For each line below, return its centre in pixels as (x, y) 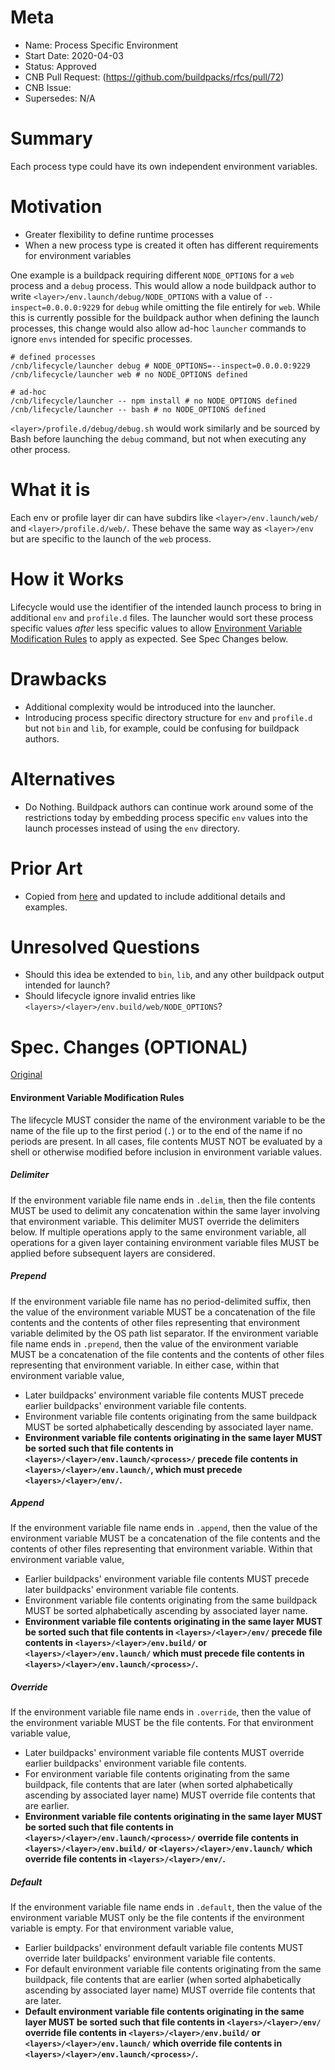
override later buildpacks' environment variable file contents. (150, 1958)
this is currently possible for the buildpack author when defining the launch (165, 317)
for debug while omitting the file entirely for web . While (211, 307)
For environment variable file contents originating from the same (157, 1774)
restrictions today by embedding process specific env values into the (166, 817)
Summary (51, 138)
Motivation (56, 207)
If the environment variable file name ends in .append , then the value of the (164, 1528)
